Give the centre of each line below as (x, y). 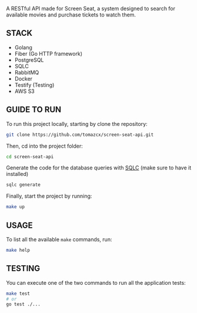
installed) (17, 174)
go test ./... (24, 304)
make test (18, 294)
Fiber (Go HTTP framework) (48, 54)
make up (16, 207)
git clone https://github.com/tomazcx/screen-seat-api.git (80, 135)
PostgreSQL (29, 60)
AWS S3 (25, 91)
